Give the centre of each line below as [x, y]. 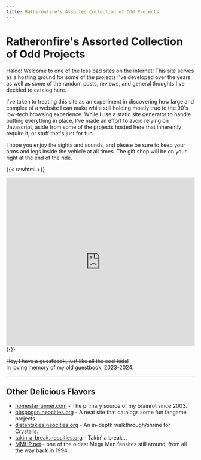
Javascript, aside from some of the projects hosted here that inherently [94, 127]
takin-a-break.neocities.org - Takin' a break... [71, 438]
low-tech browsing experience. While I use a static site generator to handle [99, 114]
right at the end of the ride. [39, 158]
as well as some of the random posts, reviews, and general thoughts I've [95, 83]
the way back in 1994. [42, 450]
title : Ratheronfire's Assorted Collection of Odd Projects [83, 12]
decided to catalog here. [36, 90]
